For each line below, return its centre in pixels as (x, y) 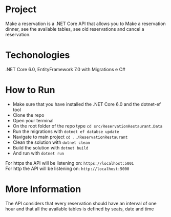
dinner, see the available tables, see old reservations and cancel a (75, 29)
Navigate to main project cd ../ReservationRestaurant (70, 137)
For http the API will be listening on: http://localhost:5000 (67, 168)
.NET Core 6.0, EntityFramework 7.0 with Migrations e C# (65, 69)
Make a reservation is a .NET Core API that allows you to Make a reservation (85, 24)
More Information (43, 189)
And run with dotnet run (38, 153)
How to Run (30, 90)
